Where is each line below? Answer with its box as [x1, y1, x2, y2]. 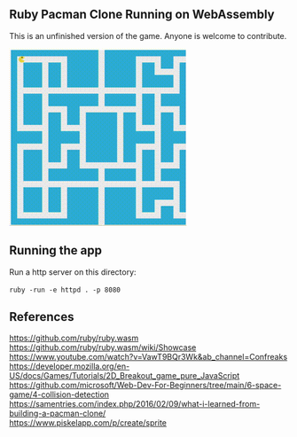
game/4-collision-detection [9, 389, 109, 400]
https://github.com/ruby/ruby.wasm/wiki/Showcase [9, 342, 197, 353]
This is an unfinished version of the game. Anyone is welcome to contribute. [9, 30, 287, 41]
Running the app [9, 243, 102, 258]
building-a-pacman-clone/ [9, 408, 106, 419]
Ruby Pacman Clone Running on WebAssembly [9, 7, 275, 22]
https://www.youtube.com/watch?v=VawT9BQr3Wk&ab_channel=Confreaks [9, 352, 288, 363]
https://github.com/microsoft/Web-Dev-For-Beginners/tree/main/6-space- [9, 380, 282, 391]
